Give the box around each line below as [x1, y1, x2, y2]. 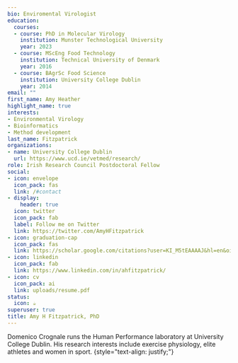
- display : [7, 195, 40, 202]
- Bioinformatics [7, 122, 59, 129]
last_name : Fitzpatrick [7, 135, 78, 142]
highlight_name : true [7, 103, 72, 110]
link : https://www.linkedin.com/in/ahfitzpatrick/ [13, 267, 166, 274]
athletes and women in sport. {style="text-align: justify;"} [7, 347, 174, 356]
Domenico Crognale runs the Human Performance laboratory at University [7, 332, 225, 340]
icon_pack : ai [13, 280, 55, 287]
